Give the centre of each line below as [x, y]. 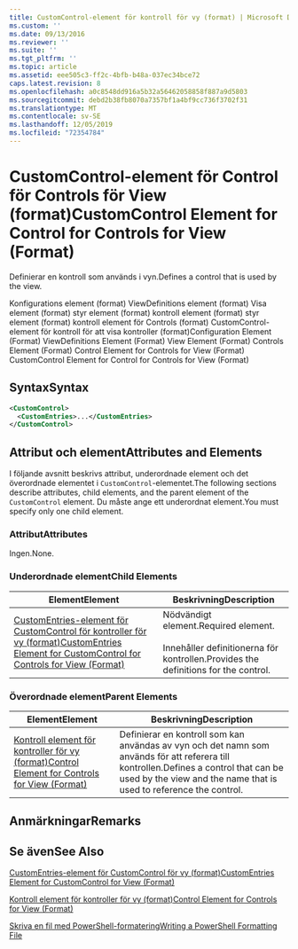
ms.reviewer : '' [39, 42]
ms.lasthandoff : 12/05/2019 [61, 125]
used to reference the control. [181, 789]
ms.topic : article [43, 67]
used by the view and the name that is [198, 779]
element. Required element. [219, 625]
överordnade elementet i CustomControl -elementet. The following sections [143, 483]
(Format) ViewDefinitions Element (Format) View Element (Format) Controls [146, 341]
